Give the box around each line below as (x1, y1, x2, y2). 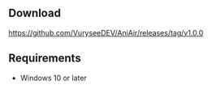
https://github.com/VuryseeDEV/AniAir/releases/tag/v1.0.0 (8, 28, 204, 37)
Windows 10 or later (19, 73, 87, 83)
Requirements (8, 52, 81, 66)
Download (8, 6, 61, 20)
